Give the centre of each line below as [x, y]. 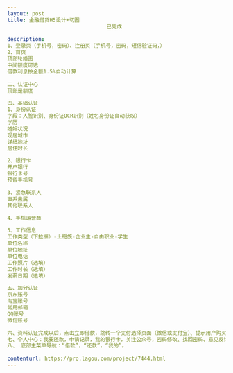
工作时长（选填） [28, 269]
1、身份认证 [22, 110]
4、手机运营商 [24, 218]
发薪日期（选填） [28, 276]
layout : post [26, 14]
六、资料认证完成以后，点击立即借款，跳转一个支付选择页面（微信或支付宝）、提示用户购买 [117, 333]
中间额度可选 [23, 65]
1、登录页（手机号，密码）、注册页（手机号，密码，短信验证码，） [86, 46]
